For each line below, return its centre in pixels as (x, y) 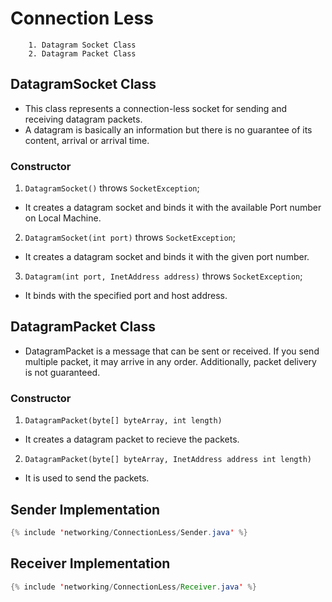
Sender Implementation (85, 509)
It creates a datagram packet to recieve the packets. (132, 439)
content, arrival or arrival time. (87, 140)
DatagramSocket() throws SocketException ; (112, 188)
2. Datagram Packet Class (82, 53)
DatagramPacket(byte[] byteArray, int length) (123, 421)
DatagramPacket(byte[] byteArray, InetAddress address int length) (168, 460)
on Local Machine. (63, 218)
